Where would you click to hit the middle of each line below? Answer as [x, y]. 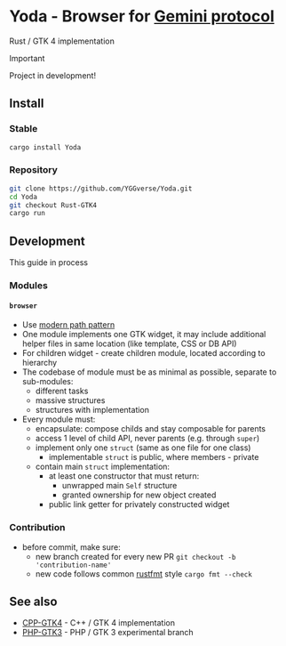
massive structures [70, 400]
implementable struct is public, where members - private [154, 457]
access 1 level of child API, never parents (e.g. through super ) [147, 439]
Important [27, 58]
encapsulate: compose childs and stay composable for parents [151, 429]
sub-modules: [48, 382]
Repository [33, 170]
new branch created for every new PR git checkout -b [135, 556]
